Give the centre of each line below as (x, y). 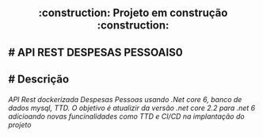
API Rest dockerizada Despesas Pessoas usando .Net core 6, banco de (125, 99)
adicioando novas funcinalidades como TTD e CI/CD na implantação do (126, 116)
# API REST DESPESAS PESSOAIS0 (96, 52)
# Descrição (39, 80)
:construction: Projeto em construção (133, 13)
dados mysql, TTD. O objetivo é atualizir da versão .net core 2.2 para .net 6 (132, 108)
